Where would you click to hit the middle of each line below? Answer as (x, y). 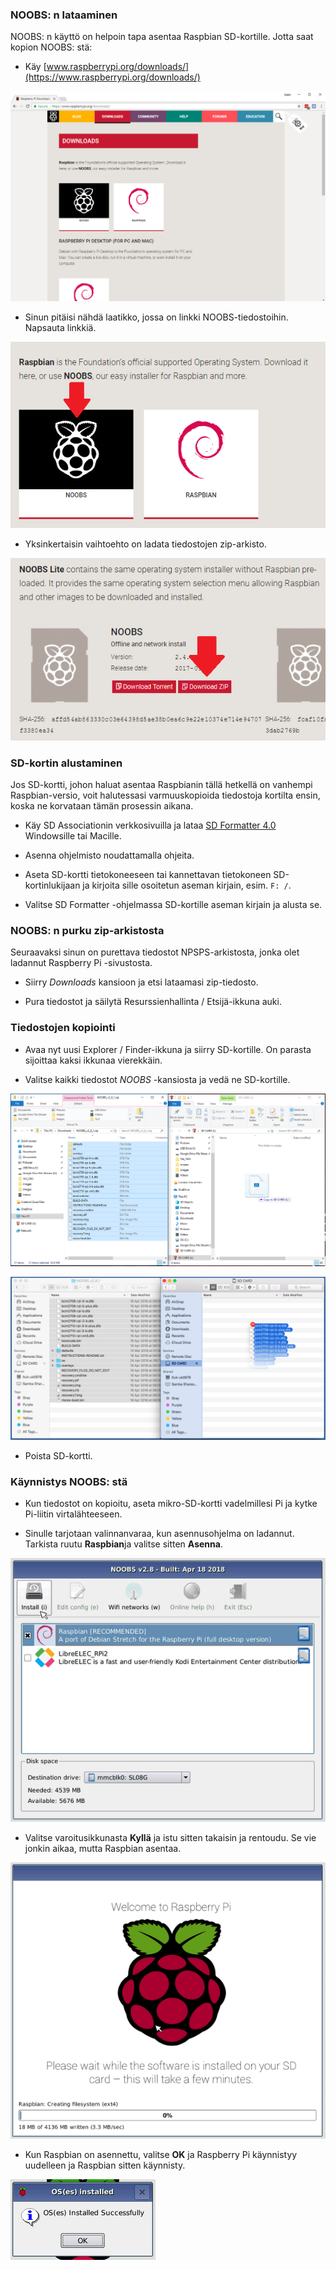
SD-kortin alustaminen (66, 763)
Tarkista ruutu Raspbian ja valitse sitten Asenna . (123, 1544)
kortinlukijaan (52, 885)
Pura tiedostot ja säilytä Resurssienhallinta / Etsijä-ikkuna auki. (153, 1002)
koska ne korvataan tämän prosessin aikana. (102, 806)
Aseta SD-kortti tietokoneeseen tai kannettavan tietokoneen (148, 875)
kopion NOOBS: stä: (51, 47)
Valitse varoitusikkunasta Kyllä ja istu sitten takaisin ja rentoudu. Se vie (170, 1838)
